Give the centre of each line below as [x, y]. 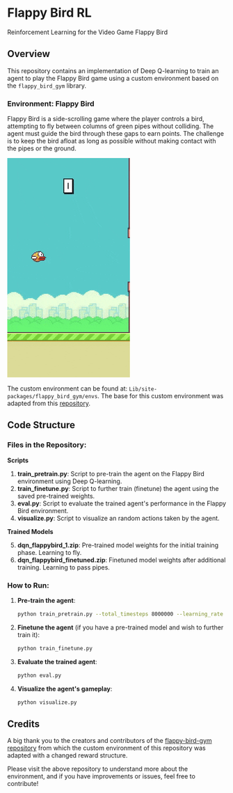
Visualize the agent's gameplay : [65, 689]
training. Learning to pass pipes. [63, 567]
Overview [29, 54]
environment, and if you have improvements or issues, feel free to [102, 776]
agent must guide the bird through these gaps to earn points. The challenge [116, 134]
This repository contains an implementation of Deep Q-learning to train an [113, 70]
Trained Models [30, 531]
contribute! [23, 784]
